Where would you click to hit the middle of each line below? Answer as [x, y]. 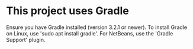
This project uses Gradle [67, 11]
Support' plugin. [26, 40]
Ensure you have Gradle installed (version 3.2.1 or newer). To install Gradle [97, 27]
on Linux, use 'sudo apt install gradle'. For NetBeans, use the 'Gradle [90, 33]
